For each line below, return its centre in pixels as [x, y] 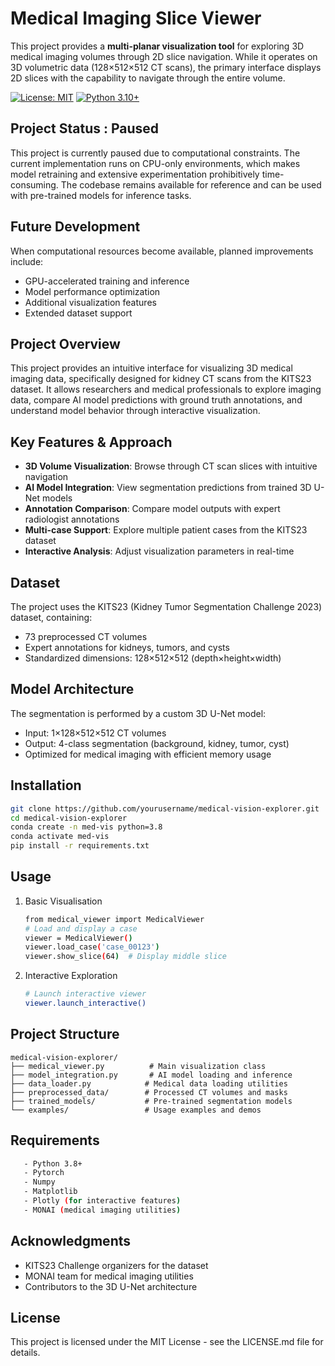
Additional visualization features [90, 302]
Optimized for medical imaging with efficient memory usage [148, 754]
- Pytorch [44, 1173]
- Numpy [39, 1182]
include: [27, 261]
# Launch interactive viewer [85, 994]
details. [25, 1353]
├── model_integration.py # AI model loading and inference [151, 1075]
